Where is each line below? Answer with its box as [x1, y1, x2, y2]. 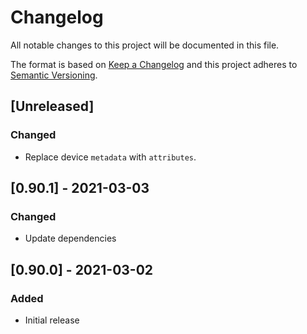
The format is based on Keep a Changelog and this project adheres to [10, 58, 298, 70]
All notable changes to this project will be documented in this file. [10, 39, 280, 51]
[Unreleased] [10, 98, 95, 115]
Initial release [24, 314, 80, 326]
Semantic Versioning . [10, 69, 98, 81]
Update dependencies [24, 232, 117, 245]
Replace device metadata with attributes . [24, 151, 197, 163]
